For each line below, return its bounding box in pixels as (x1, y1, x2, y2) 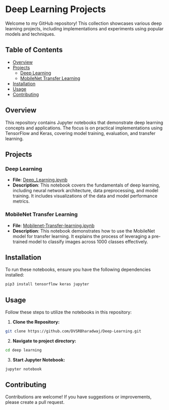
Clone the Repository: (12, 319, 60, 325)
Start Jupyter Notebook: (12, 356, 65, 362)
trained (12, 239, 28, 245)
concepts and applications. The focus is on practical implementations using (5, 125, 163, 131)
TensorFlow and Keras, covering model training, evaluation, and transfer (5, 130, 156, 136)
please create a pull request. (5, 399, 65, 405)
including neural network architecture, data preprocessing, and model (12, 188, 158, 194)
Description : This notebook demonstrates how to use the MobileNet (12, 227, 155, 234)
